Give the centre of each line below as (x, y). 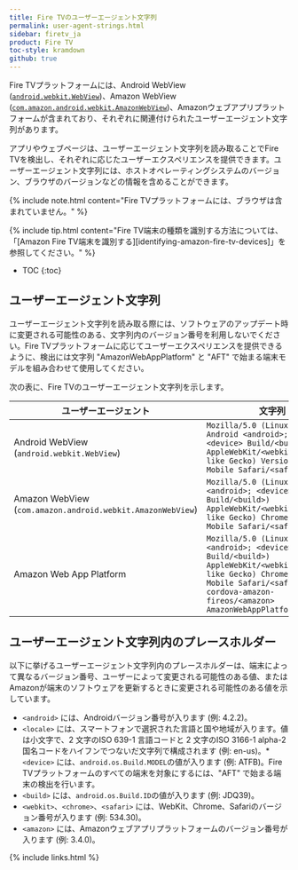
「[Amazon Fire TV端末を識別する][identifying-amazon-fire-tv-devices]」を (148, 241)
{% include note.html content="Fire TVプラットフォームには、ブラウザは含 (146, 200)
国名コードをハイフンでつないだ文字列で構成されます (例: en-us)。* (146, 750)
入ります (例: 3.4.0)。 (61, 839)
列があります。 (36, 129)
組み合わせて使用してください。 (90, 368)
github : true (33, 59)
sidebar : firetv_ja (45, 34)
